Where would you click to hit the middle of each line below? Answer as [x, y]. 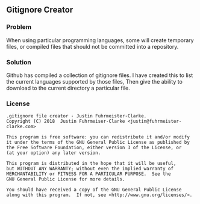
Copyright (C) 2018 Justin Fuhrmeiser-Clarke [66, 122]
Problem [19, 27]
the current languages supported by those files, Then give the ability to [94, 81]
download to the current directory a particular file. [68, 88]
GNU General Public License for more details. [66, 179]
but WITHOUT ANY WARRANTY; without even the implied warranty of [90, 169]
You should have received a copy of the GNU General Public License [94, 190]
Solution [19, 62]
